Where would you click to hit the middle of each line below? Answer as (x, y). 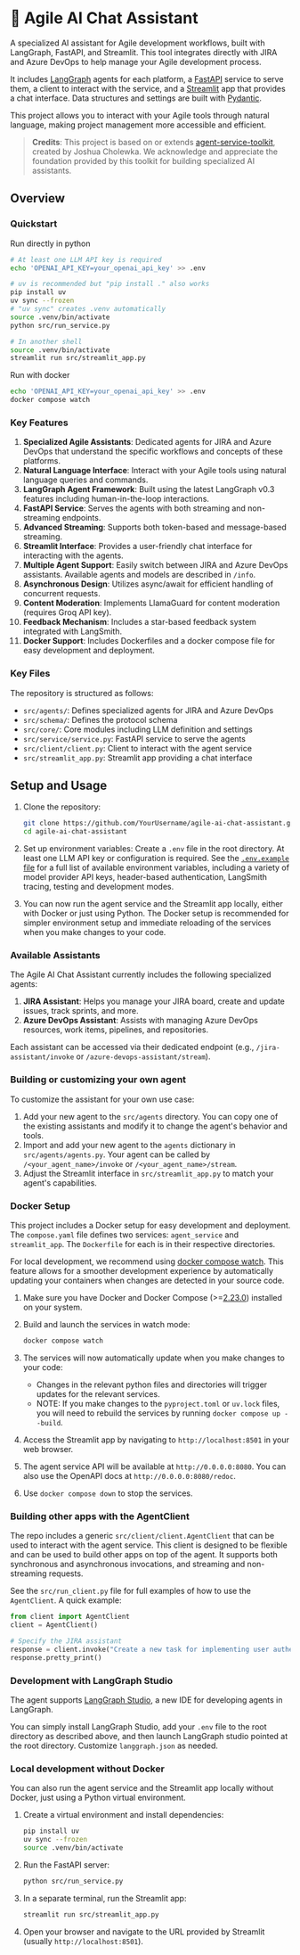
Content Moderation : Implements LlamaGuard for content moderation (151, 603)
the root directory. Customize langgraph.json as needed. (114, 1746)
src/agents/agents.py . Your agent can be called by (117, 1154)
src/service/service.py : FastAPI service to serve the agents (134, 738)
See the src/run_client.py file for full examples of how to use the (131, 1591)
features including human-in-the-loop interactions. (116, 499)
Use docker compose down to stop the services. (108, 1493)
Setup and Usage (59, 785)
